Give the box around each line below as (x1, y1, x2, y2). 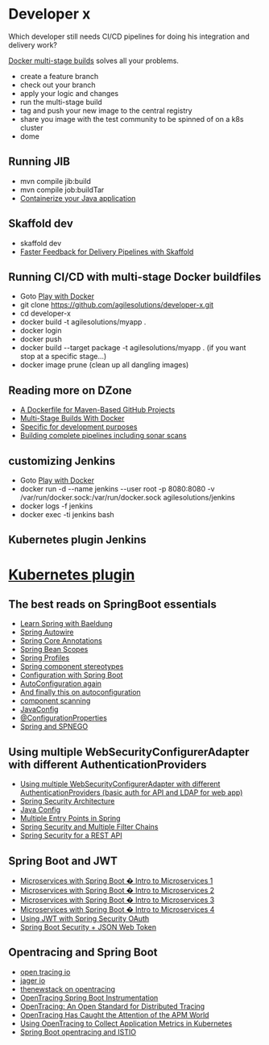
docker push (19, 334, 63, 344)
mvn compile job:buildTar (19, 185, 105, 194)
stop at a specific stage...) (19, 352, 107, 362)
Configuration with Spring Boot (19, 671, 123, 680)
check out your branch (19, 80, 96, 90)
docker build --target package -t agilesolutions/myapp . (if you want (19, 343, 246, 353)
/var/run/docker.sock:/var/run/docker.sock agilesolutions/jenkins (19, 493, 235, 502)
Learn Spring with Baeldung (19, 619, 113, 629)
